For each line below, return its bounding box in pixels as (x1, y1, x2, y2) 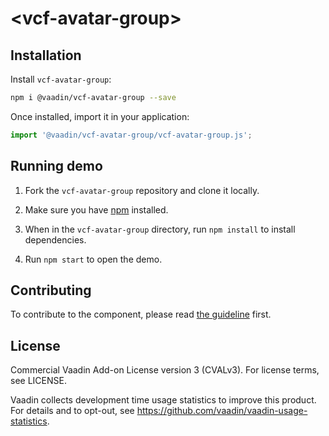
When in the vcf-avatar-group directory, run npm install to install (24, 223, 296, 235)
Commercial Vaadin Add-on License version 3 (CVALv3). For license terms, (10, 364, 320, 376)
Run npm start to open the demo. (24, 253, 163, 265)
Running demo (10, 158, 103, 175)
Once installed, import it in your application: (10, 110, 190, 122)
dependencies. (24, 233, 87, 246)
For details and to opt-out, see (10, 405, 135, 417)
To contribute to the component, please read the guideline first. (10, 308, 272, 321)
